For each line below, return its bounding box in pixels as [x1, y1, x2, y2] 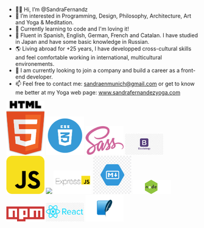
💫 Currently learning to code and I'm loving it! [15, 25, 129, 32]
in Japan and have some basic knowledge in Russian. [15, 38, 150, 45]
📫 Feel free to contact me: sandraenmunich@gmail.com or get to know [15, 80, 195, 87]
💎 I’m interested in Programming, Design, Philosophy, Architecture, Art [15, 12, 192, 20]
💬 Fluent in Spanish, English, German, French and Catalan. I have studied [15, 32, 198, 39]
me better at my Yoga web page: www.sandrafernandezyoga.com [15, 89, 181, 96]
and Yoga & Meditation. [15, 19, 74, 26]
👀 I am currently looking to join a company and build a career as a [15, 67, 180, 74]
